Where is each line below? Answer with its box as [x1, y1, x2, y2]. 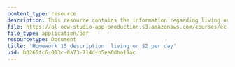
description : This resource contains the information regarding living [7, 17, 220, 24]
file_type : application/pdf [7, 29, 90, 37]
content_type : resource [7, 10, 77, 17]
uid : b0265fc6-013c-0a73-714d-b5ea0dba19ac [7, 50, 136, 57]
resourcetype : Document [7, 36, 77, 43]
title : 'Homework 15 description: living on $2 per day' [7, 43, 177, 50]
